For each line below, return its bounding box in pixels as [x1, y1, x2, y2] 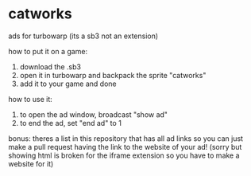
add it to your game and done [19, 79, 117, 88]
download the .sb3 [19, 61, 82, 72]
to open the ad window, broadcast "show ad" [19, 109, 168, 119]
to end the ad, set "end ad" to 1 [19, 118, 122, 127]
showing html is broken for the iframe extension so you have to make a [8, 151, 240, 160]
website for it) [8, 158, 54, 168]
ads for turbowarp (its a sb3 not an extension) [8, 31, 159, 41]
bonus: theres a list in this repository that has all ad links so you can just [8, 133, 244, 143]
